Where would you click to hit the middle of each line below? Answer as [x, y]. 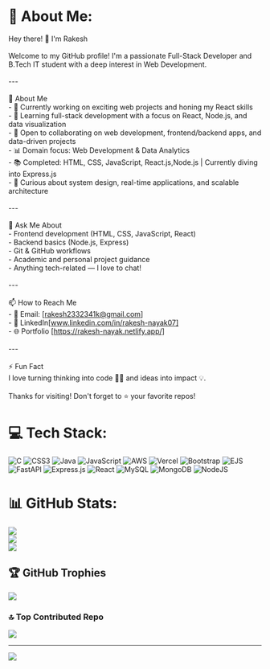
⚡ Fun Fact [26, 366]
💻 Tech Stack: [58, 433]
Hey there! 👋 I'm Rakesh [48, 39]
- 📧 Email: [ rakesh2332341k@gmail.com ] [76, 314]
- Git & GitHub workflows [49, 250]
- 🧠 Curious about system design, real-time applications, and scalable [124, 182]
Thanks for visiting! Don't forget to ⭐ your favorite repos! [102, 396]
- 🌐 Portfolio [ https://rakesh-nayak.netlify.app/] [86, 331]
